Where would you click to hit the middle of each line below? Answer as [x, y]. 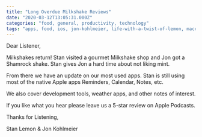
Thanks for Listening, [32, 117]
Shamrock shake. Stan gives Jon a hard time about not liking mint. [88, 64]
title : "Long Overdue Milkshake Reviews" [59, 12]
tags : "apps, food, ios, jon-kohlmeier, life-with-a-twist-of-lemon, [95, 29]
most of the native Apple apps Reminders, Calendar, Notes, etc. [85, 82]
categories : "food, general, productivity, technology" [78, 23]
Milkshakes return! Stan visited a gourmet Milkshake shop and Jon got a [96, 57]
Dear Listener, [23, 46]
